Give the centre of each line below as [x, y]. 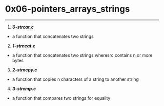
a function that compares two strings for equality [61, 98]
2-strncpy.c [25, 70]
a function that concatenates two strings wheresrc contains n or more [82, 55]
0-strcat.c [23, 27]
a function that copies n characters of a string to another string [75, 79]
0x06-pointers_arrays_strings [68, 9]
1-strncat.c [24, 46]
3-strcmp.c [24, 88]
